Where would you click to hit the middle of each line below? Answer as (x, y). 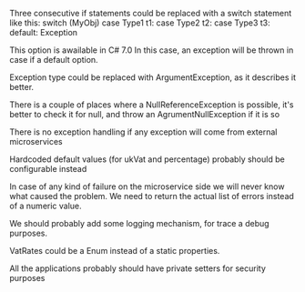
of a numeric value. (46, 206)
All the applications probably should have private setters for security (137, 268)
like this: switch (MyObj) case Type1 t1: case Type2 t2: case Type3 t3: (140, 23)
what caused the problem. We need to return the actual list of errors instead (152, 196)
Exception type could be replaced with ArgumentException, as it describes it (152, 77)
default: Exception (44, 32)
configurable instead (48, 169)
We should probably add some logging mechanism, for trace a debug (140, 223)
